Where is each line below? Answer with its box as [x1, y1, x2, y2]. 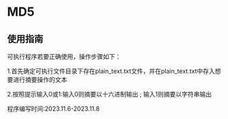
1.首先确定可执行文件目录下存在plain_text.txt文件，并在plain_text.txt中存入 [7, 67, 216, 75]
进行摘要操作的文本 [12, 76, 67, 83]
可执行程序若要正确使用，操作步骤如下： [7, 53, 121, 60]
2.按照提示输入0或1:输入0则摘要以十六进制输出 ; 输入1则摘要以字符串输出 [7, 90, 212, 98]
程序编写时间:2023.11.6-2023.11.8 [7, 105, 100, 113]
